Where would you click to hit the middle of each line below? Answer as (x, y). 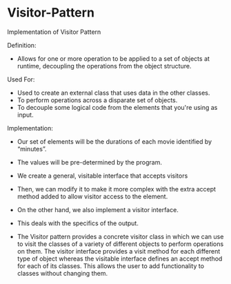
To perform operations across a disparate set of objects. (97, 100)
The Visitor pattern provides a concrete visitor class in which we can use (120, 236)
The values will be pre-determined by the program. (89, 162)
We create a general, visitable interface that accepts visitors (102, 176)
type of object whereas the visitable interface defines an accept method (120, 258)
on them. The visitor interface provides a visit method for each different (119, 251)
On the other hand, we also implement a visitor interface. (98, 209)
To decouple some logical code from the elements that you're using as (117, 107)
